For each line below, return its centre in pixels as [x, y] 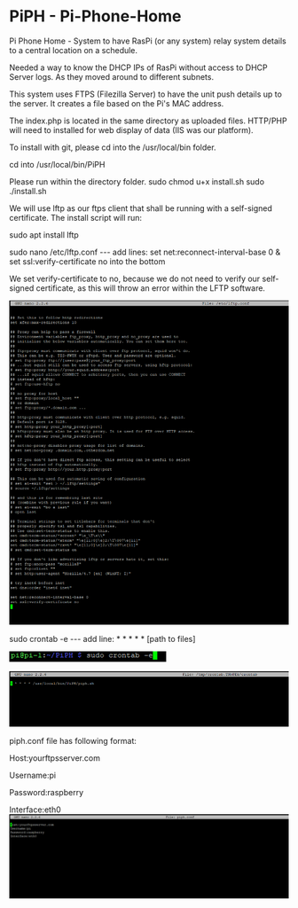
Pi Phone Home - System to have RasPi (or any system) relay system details [148, 41]
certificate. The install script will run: [76, 217]
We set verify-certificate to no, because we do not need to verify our [135, 278]
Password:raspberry [47, 793]
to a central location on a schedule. [74, 50]
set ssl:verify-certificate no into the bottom [87, 261]
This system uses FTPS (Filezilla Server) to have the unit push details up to [145, 94]
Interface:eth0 [35, 810]
